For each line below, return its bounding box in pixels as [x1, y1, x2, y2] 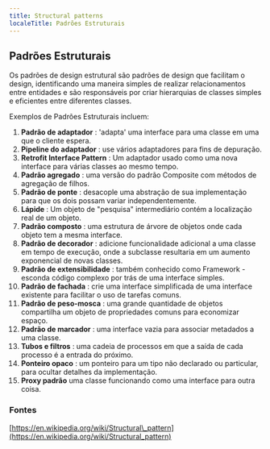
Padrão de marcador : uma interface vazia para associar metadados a [20, 324, 255, 335]
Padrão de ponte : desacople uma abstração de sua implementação [20, 187, 247, 197]
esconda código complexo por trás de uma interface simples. [20, 273, 225, 283]
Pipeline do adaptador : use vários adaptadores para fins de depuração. [20, 144, 263, 154]
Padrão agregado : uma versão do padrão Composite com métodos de [20, 170, 257, 180]
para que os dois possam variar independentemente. [20, 196, 197, 206]
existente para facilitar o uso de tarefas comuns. [20, 290, 182, 300]
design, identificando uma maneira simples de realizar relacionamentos [9, 79, 247, 89]
